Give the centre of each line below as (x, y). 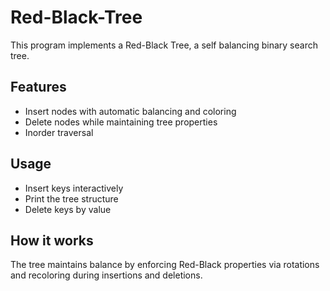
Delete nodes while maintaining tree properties (121, 122)
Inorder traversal (59, 132)
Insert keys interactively (74, 188)
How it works (52, 240)
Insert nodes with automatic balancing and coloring (130, 111)
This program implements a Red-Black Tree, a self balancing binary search (164, 45)
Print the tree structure (71, 198)
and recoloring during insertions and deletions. (106, 275)
